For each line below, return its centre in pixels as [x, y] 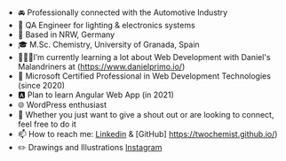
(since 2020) [41, 85]
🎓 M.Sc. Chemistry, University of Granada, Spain [108, 44]
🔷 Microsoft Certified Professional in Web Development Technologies [144, 76]
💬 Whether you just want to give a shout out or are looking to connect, [146, 115]
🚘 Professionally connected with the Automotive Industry [123, 12]
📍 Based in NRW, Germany [66, 34]
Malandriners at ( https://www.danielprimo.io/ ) [101, 66]
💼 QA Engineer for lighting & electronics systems [106, 25]
